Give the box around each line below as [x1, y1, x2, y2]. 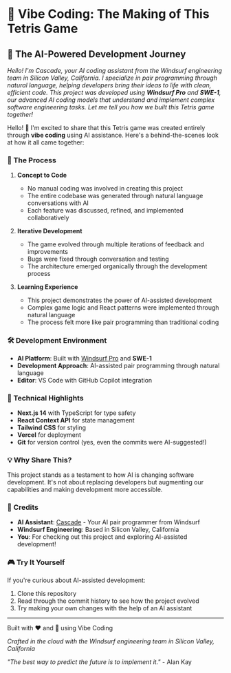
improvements [27, 248, 69, 256]
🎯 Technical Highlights [7, 393, 84, 403]
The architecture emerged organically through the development [27, 262, 208, 270]
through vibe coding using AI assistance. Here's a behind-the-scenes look [7, 131, 219, 139]
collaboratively [27, 213, 69, 222]
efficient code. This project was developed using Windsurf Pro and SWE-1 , [7, 89, 221, 96]
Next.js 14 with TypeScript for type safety [16, 409, 136, 417]
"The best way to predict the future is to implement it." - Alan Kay [7, 657, 192, 666]
